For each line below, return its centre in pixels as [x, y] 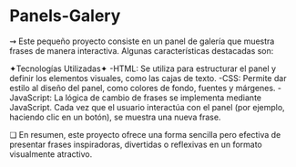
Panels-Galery [65, 16]
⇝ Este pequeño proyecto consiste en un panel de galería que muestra [142, 41]
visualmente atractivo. [51, 154]
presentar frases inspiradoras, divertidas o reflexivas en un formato [136, 144]
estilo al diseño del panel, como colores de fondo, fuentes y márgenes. [143, 88]
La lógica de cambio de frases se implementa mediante [158, 98]
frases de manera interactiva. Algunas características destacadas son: [142, 50]
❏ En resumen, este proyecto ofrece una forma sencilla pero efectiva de [145, 134]
